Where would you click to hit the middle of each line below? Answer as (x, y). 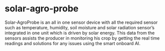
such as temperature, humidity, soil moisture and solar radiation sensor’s (80, 27)
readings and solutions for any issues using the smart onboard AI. (73, 43)
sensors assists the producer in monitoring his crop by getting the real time (82, 38)
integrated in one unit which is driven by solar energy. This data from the (80, 33)
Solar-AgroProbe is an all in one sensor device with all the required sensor (81, 22)
